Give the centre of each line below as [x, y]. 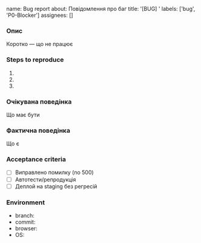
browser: [26, 228]
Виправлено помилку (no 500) [54, 173]
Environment [26, 202]
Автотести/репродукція [45, 179]
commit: [25, 222]
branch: [25, 215]
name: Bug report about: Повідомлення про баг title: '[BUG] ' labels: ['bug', [101, 9]
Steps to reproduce [35, 60]
